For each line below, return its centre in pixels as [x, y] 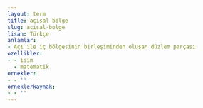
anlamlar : [22, 40]
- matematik [32, 67]
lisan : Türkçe [28, 34]
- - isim [20, 60]
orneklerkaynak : [31, 87]
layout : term [27, 14]
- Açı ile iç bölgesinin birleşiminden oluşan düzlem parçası [101, 47]
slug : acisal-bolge [36, 27]
